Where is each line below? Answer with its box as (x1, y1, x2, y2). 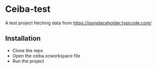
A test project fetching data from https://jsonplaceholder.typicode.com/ (5, 20, 152, 26)
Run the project (12, 58, 44, 64)
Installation (5, 34, 41, 43)
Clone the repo (12, 47, 43, 53)
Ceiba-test (5, 3, 51, 15)
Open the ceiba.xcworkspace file (12, 53, 81, 59)
